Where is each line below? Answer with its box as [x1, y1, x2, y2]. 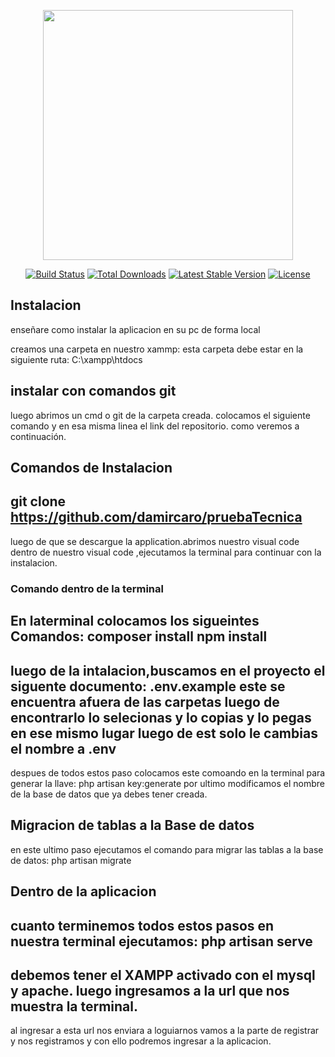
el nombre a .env [10, 740, 117, 757]
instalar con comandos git [10, 383, 177, 400]
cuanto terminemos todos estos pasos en [10, 917, 275, 934]
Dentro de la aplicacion [10, 883, 157, 900]
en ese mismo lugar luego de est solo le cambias [10, 725, 318, 742]
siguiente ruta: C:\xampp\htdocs [10, 353, 143, 365]
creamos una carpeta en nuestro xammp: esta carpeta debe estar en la [10, 343, 304, 355]
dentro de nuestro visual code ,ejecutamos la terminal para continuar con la [10, 546, 322, 558]
